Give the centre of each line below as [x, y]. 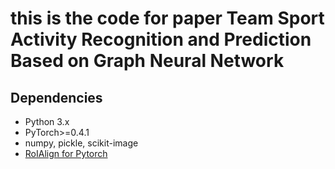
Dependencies [56, 97]
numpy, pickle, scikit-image [81, 143]
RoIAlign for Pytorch [66, 153]
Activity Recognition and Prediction [161, 39]
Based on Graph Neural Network [147, 61]
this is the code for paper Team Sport [167, 18]
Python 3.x [47, 121]
